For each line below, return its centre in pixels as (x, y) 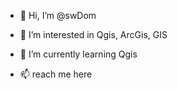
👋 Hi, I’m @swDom (58, 15)
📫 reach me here (56, 74)
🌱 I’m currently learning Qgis (78, 54)
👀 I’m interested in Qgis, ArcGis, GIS (93, 34)
